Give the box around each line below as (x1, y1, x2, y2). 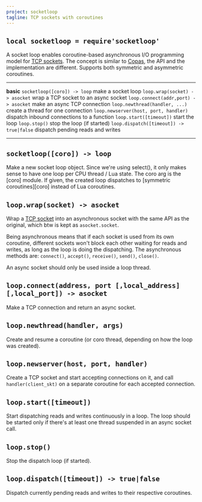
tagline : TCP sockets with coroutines (6, 14, 103, 20)
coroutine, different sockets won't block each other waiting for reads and (6, 239, 188, 246)
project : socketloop (6, 8, 58, 15)
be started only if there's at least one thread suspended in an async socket (6, 419, 192, 426)
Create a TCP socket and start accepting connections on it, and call (6, 374, 174, 381)
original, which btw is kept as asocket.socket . (6, 221, 119, 228)
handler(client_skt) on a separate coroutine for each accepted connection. (6, 380, 195, 387)
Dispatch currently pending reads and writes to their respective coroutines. (6, 489, 192, 496)
